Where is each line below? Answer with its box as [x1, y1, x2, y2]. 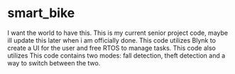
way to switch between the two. [7, 58, 101, 67]
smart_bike [7, 5, 75, 21]
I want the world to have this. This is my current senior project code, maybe [7, 28, 229, 37]
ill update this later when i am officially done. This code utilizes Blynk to [7, 36, 217, 44]
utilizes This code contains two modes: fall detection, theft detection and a [7, 51, 226, 60]
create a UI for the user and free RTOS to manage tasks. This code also [7, 43, 217, 52]
